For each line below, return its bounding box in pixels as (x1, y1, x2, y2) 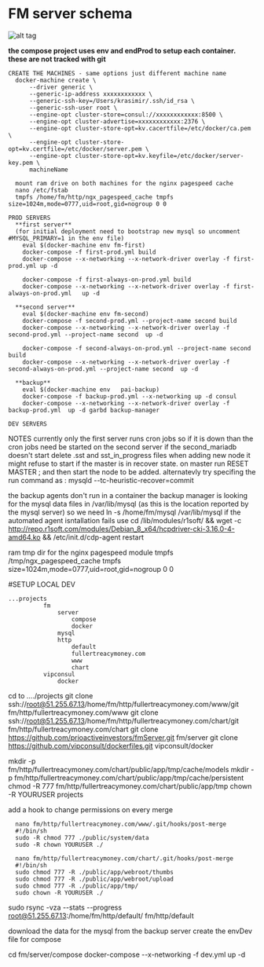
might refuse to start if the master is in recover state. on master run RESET (8, 459, 249, 468)
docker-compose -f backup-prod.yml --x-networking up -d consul (22, 392, 237, 401)
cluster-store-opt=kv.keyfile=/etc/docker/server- (75, 152, 244, 159)
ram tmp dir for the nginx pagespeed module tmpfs (8, 548, 174, 557)
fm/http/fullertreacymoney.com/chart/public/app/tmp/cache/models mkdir (8, 764, 250, 774)
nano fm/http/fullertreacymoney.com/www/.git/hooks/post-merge (15, 820, 226, 828)
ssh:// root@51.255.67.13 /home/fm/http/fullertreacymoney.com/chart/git (8, 716, 240, 725)
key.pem (8, 159, 34, 167)
